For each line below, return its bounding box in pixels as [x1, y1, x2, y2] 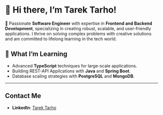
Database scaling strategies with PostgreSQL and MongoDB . [12, 73, 135, 79]
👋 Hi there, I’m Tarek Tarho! [5, 4, 117, 16]
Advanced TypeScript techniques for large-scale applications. [12, 63, 137, 68]
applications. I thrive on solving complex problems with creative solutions [5, 31, 152, 36]
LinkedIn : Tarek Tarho [12, 104, 57, 111]
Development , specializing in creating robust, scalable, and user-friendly [5, 25, 151, 31]
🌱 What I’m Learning [5, 50, 68, 58]
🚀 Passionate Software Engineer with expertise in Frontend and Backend [5, 20, 152, 26]
